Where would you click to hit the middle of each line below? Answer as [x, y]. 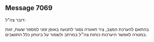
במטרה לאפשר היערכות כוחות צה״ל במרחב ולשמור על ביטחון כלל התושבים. [76, 34]
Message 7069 [29, 8]
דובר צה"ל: [15, 20]
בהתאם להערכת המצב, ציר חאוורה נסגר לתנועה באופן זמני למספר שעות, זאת [77, 29]
